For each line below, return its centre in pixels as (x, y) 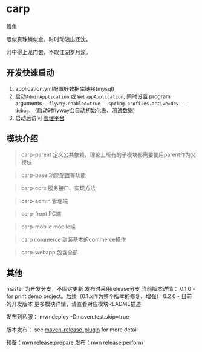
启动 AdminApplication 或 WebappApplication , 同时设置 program (93, 96)
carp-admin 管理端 (44, 201)
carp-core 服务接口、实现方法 (58, 188)
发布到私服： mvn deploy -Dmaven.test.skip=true (68, 317)
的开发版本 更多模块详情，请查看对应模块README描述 (74, 304)
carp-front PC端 (41, 213)
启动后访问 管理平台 (40, 118)
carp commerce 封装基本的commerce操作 (73, 239)
